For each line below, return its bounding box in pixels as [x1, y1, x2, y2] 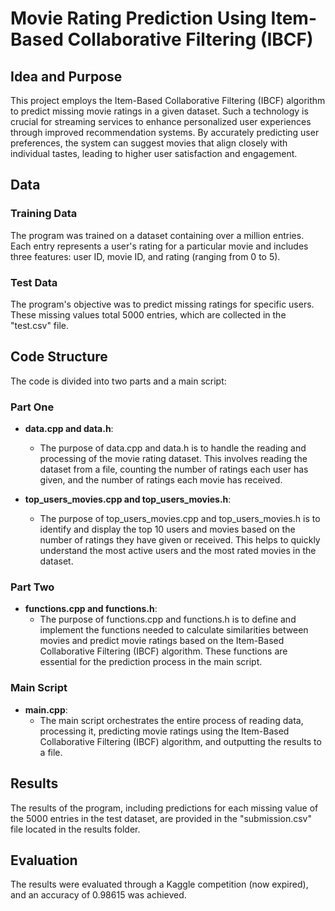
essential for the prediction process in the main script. [39, 656, 263, 668]
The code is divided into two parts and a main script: [10, 375, 227, 387]
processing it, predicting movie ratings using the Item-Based [39, 725, 290, 737]
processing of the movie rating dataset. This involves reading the [39, 453, 308, 465]
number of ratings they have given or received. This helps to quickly [39, 534, 321, 546]
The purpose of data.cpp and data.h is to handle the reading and [39, 442, 307, 454]
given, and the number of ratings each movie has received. [39, 474, 283, 486]
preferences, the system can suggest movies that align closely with [10, 137, 288, 149]
